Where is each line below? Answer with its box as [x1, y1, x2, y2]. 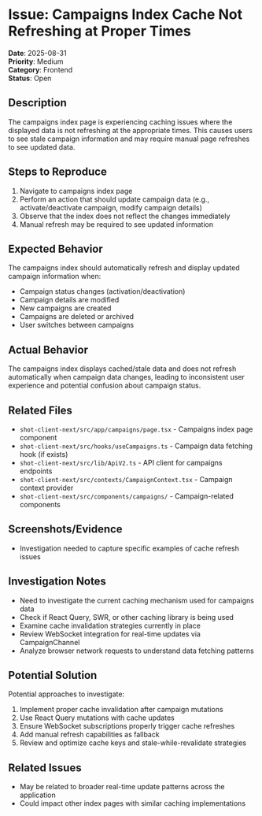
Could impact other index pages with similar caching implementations [19, 799, 246, 808]
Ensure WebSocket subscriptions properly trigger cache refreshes [19, 721, 235, 731]
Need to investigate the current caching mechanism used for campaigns [19, 595, 254, 605]
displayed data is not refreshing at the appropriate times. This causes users [8, 125, 253, 135]
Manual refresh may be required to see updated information [19, 219, 214, 229]
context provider [19, 483, 74, 492]
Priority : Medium [8, 57, 64, 66]
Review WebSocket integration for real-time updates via [19, 629, 201, 639]
